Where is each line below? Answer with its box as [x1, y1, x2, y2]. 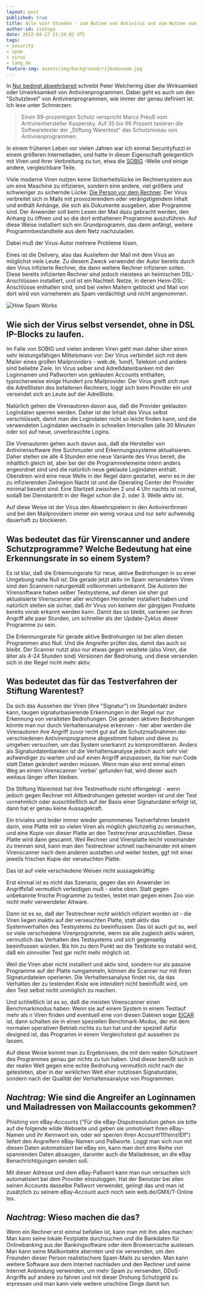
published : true [6, 15, 47, 21]
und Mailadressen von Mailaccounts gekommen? [6, 1102, 197, 1112]
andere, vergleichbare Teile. [6, 164, 76, 171]
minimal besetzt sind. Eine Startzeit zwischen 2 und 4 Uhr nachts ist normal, [6, 485, 197, 493]
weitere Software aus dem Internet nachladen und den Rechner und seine [6, 1261, 191, 1268]
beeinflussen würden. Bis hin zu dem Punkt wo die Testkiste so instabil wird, [6, 942, 197, 949]
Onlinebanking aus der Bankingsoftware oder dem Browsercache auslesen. [6, 1241, 195, 1249]
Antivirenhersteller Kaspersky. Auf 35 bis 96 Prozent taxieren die [21, 120, 183, 127]
